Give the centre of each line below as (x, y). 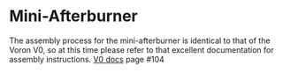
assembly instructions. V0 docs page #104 (87, 59)
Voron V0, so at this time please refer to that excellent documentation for (141, 49)
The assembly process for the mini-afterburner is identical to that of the (140, 40)
